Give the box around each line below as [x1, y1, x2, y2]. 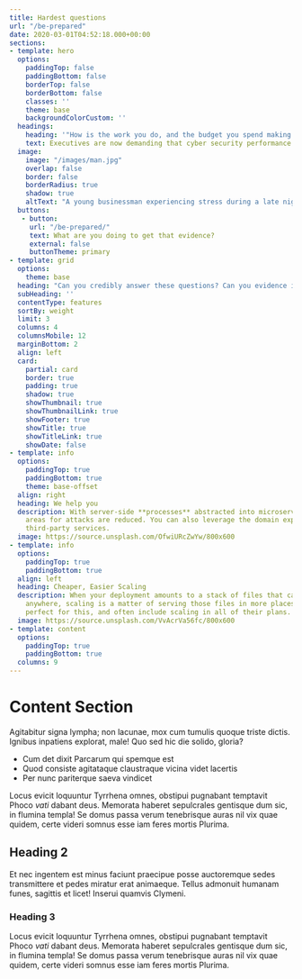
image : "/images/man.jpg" [25, 155, 123, 165]
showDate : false [25, 440, 87, 449]
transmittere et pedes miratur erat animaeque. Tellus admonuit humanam [9, 878, 280, 889]
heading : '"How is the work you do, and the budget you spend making [25, 131, 292, 140]
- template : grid [9, 256, 75, 266]
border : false [25, 172, 78, 181]
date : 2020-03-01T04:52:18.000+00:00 [9, 30, 151, 39]
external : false [29, 240, 91, 249]
